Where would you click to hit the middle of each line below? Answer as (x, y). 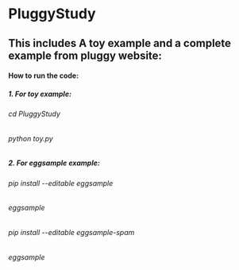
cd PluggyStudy (35, 114)
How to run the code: (44, 75)
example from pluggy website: (85, 55)
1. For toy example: (40, 94)
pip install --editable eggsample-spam (71, 232)
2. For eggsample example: (54, 163)
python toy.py (31, 138)
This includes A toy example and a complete (120, 43)
